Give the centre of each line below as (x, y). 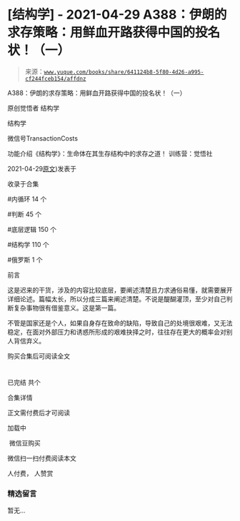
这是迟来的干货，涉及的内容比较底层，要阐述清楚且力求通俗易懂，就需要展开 (120, 290)
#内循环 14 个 (27, 199)
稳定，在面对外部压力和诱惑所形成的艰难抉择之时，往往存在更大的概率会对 (117, 332)
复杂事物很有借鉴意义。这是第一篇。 (66, 308)
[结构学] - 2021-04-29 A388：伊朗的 (117, 15)
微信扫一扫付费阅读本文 (42, 458)
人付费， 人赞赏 (30, 474)
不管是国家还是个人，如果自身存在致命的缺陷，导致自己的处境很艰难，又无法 (120, 323)
